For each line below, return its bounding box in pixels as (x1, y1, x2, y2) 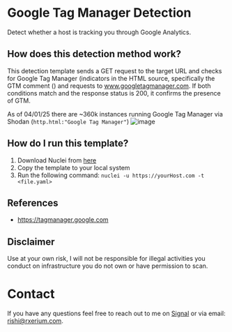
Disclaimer (7, 236, 55, 248)
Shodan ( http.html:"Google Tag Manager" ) (7, 117, 130, 126)
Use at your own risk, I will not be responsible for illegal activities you (7, 255, 206, 263)
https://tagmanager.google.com (17, 216, 109, 224)
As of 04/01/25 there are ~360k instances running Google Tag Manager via (7, 110, 223, 118)
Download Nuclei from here (17, 156, 97, 165)
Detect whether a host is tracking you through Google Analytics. (7, 28, 192, 36)
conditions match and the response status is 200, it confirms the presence (7, 89, 221, 97)
